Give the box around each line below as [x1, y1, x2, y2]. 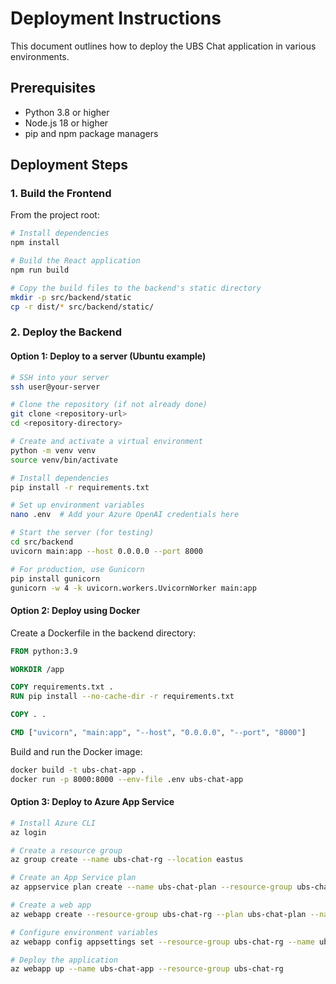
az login [10, 827, 47, 837]
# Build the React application [10, 256, 141, 266]
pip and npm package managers [24, 127, 159, 139]
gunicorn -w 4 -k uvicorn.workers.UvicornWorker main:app [10, 583, 257, 593]
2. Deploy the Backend [10, 325, 123, 339]
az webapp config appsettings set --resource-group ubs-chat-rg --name [10, 937, 315, 947]
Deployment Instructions [10, 7, 222, 30]
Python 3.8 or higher [24, 106, 110, 118]
